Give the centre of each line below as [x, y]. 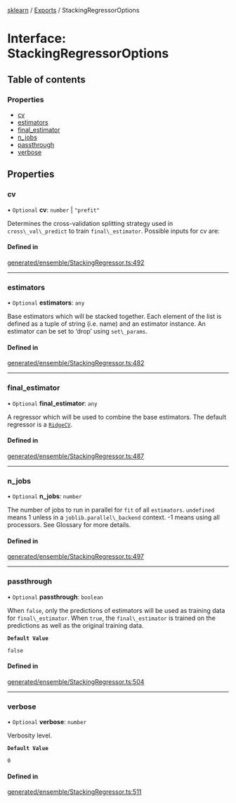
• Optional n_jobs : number [45, 496]
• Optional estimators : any [46, 303]
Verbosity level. [30, 735]
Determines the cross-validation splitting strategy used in [90, 223]
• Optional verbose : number [47, 722]
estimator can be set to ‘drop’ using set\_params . [77, 331]
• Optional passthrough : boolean [55, 597]
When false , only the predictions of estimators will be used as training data [116, 610]
